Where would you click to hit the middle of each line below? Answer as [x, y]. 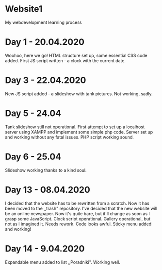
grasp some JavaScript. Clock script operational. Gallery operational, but [78, 219]
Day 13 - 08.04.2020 [48, 190]
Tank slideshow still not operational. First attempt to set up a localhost [75, 127]
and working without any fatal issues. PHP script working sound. [70, 137]
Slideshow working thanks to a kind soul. [46, 170]
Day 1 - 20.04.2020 [45, 42]
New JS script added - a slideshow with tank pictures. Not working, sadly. [79, 94]
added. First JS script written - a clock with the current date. [65, 60]
